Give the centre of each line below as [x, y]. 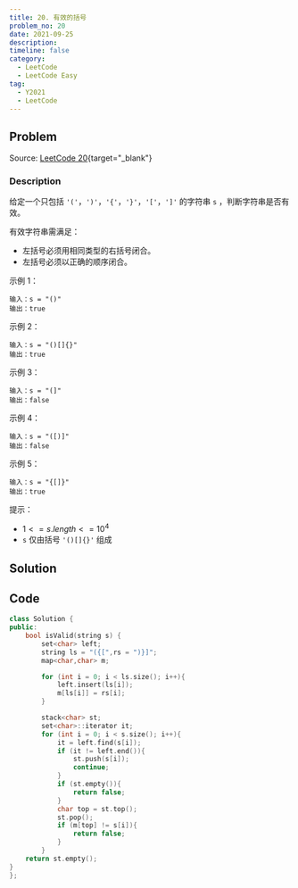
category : [28, 59]
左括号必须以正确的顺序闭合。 [77, 262]
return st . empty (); [62, 859]
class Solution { [41, 619]
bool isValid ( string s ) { [74, 636]
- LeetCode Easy [47, 76]
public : [24, 627]
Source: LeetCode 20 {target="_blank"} [81, 158]
